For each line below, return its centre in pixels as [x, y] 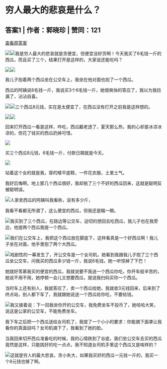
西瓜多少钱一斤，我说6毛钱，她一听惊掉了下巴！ [98, 261]
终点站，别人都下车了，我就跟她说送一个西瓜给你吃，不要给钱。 [70, 294]
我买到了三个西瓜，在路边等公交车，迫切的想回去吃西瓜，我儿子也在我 [82, 221]
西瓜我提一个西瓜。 [51, 227]
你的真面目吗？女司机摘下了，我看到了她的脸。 [57, 328]
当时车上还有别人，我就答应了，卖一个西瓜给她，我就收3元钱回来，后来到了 [83, 288]
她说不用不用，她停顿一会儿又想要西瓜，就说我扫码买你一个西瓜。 [73, 278]
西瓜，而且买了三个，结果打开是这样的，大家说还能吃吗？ [64, 60]
